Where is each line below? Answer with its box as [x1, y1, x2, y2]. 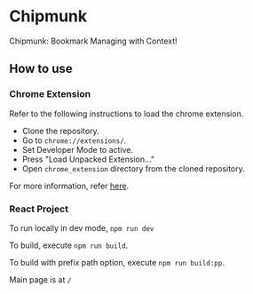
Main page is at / [9, 274, 72, 285]
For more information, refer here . [9, 180, 130, 191]
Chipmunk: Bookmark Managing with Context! [9, 36, 178, 46]
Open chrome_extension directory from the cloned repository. [21, 163, 246, 174]
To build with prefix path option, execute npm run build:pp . [9, 257, 225, 267]
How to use [9, 61, 73, 76]
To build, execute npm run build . [9, 240, 129, 250]
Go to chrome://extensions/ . [21, 135, 127, 146]
